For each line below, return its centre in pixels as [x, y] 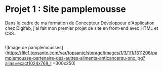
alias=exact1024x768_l [28, 63]
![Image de [16, 47]
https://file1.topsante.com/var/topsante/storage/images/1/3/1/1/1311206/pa [82, 53]
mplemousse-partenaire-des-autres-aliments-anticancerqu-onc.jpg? [75, 58]
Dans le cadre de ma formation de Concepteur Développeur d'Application [80, 23]
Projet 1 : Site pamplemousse [65, 9]
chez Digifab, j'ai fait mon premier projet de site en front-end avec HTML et [81, 28]
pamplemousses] [45, 47]
